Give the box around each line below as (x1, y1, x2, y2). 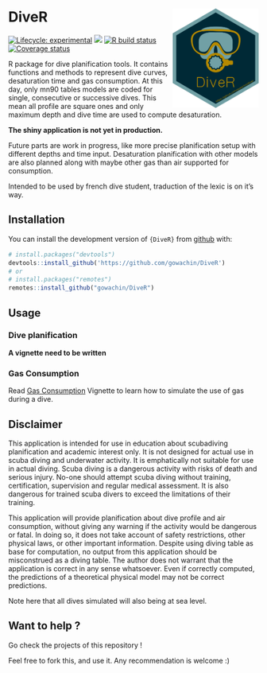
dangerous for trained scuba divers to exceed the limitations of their (8, 489, 231, 499)
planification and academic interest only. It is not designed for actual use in (8, 446, 254, 457)
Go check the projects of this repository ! (8, 640, 143, 650)
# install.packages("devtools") (8, 251, 115, 259)
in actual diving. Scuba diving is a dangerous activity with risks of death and (8, 464, 257, 473)
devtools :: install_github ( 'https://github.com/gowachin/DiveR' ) (8, 259, 226, 266)
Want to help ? (8, 619, 81, 632)
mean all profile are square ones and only (8, 101, 145, 111)
